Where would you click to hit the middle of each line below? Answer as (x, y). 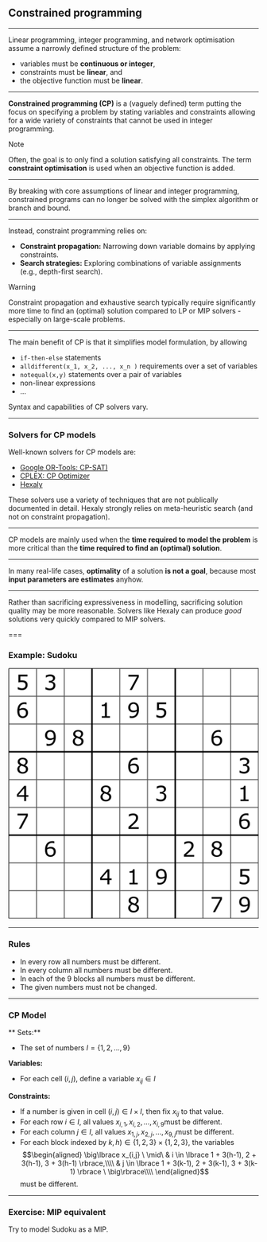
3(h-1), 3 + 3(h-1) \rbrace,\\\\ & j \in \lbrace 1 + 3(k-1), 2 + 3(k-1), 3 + (132, 1163)
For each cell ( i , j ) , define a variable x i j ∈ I (88, 1080)
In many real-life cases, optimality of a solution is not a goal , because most (132, 571)
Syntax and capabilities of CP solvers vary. (78, 407)
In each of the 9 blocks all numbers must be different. (108, 979)
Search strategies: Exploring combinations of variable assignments (130, 263)
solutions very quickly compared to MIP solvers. (87, 619)
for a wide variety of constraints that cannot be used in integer (110, 120)
